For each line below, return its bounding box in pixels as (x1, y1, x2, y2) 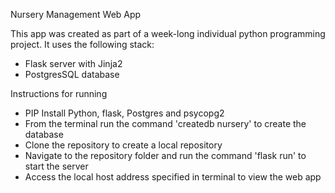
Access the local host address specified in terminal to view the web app (24, 171, 322, 183)
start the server (24, 160, 89, 172)
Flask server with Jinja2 (24, 58, 123, 69)
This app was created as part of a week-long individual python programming (10, 28, 326, 39)
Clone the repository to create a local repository (24, 139, 223, 151)
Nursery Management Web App (10, 9, 142, 20)
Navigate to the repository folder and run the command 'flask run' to (24, 150, 307, 161)
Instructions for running (10, 88, 108, 99)
